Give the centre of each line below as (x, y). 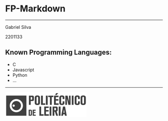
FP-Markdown (35, 9)
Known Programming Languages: (58, 53)
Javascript (23, 70)
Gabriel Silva (18, 27)
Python (20, 75)
